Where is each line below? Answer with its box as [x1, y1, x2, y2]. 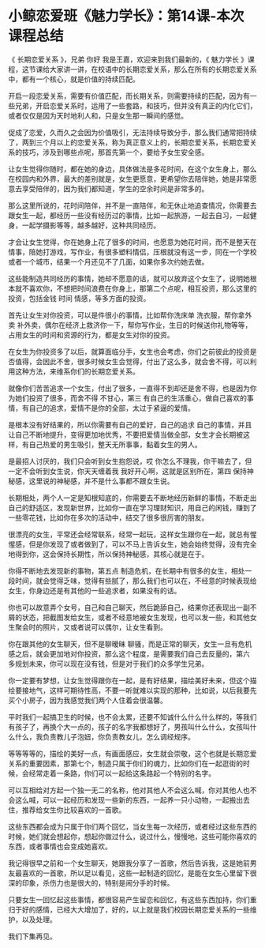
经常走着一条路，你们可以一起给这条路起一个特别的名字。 [28, 768, 215, 778]
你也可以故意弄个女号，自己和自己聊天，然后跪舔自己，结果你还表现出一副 [8, 602, 250, 612]
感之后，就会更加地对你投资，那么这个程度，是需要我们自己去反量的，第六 [8, 649, 250, 658]
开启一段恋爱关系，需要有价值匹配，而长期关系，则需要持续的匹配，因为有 [8, 91, 250, 100]
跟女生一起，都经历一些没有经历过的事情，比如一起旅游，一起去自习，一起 [8, 210, 250, 220]
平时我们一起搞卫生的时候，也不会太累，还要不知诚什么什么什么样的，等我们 [8, 712, 257, 721]
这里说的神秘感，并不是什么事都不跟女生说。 [28, 476, 174, 486]
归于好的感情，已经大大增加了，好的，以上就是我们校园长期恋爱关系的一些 [8, 905, 250, 914]
